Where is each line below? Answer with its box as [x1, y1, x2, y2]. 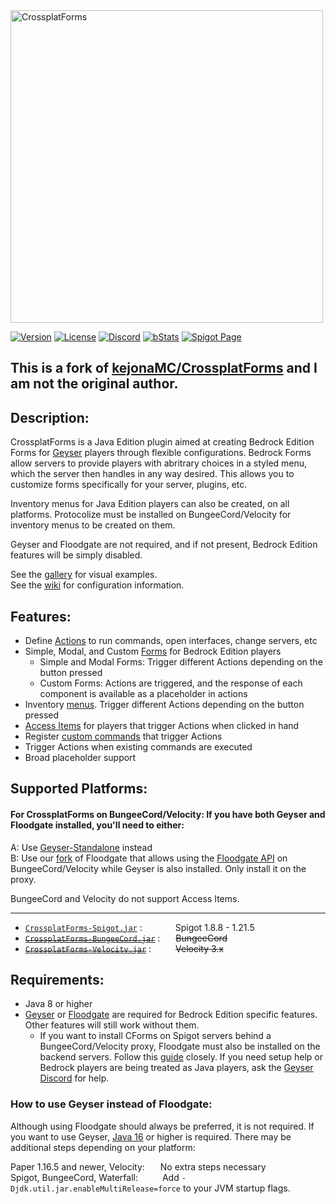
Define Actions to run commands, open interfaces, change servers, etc [24, 635, 318, 647]
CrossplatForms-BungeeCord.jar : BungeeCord [24, 932, 228, 944]
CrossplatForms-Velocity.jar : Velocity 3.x [24, 942, 224, 954]
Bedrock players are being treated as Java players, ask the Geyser [39, 1062, 314, 1074]
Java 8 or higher [24, 998, 93, 1010]
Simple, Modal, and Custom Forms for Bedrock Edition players [24, 645, 282, 658]
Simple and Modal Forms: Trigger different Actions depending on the [39, 656, 323, 668]
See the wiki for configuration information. [10, 579, 185, 591]
